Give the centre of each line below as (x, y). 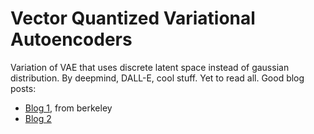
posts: (23, 88)
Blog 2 (38, 118)
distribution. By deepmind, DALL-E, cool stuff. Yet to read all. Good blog (157, 78)
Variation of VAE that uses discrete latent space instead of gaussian (150, 67)
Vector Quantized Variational (133, 18)
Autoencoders (71, 39)
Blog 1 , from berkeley (68, 108)
